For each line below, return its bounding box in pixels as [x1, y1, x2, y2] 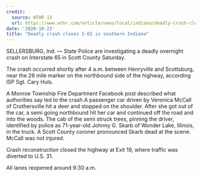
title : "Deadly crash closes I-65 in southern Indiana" [6, 31, 149, 37]
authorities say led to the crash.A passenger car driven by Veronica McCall [6, 97, 192, 104]
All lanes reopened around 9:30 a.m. [6, 164, 97, 172]
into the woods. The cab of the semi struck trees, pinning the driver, [6, 115, 174, 123]
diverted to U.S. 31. [6, 152, 54, 160]
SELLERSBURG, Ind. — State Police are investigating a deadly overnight [6, 47, 183, 55]
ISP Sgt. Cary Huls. [6, 79, 54, 86]
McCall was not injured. [6, 134, 65, 142]
